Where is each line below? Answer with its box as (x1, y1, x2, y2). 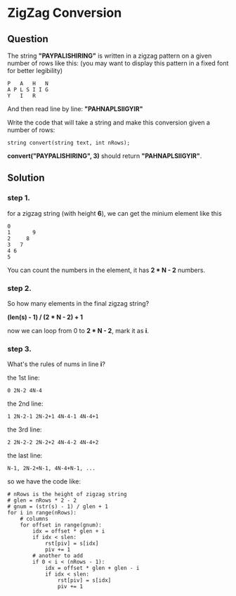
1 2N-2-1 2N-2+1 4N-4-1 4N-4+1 (7, 413, 99, 420)
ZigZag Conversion (7, 5, 122, 21)
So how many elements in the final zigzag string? (7, 299, 150, 307)
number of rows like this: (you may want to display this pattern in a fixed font (7, 59, 229, 67)
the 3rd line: (7, 425, 42, 434)
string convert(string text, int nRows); (7, 139, 131, 146)
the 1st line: (7, 374, 40, 382)
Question (7, 33, 48, 45)
